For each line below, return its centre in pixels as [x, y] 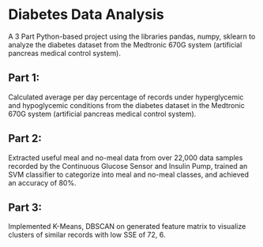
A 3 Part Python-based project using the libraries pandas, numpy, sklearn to [132, 36]
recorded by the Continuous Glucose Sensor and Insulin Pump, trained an [128, 166]
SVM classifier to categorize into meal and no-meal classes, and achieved [128, 174]
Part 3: [25, 207]
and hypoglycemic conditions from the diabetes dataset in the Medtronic [126, 105]
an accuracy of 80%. [42, 182]
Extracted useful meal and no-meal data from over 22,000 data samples [126, 157]
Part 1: [24, 78]
